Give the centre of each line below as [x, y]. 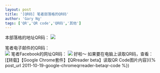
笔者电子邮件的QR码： [27, 48]
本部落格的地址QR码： [27, 37]
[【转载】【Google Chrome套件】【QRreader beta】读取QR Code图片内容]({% [80, 60]
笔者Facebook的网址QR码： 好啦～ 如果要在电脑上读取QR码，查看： [82, 54]
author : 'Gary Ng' [24, 18]
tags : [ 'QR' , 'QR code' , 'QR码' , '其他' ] [43, 23]
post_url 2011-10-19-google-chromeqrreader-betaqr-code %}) [67, 66]
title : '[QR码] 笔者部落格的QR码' [37, 14]
